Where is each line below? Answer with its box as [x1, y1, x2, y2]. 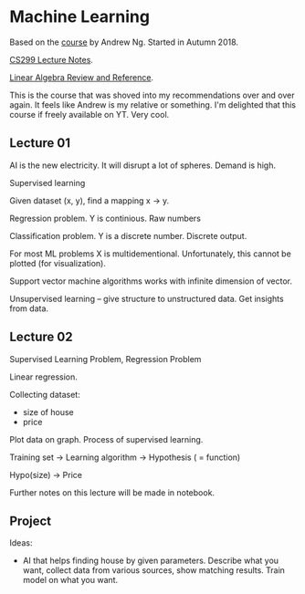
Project [9, 513, 52, 528]
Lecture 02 [9, 329, 73, 345]
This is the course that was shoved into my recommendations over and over [9, 89, 295, 100]
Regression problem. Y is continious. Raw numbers [9, 213, 201, 224]
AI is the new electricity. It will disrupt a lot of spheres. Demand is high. [9, 160, 277, 171]
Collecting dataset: [9, 389, 80, 400]
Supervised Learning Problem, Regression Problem [9, 353, 202, 364]
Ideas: [9, 537, 33, 548]
